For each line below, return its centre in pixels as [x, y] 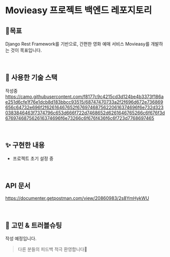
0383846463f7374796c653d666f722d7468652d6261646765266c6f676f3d [85, 113]
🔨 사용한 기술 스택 [31, 77]
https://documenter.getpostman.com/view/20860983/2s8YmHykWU [77, 198]
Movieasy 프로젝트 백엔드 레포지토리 [79, 10]
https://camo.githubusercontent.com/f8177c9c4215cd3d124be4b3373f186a [84, 97]
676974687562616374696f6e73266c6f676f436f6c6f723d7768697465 [80, 118]
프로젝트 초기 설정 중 [33, 158]
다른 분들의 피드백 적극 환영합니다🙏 [52, 249]
